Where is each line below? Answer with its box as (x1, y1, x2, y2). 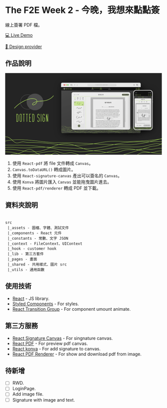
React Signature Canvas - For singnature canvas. (12, 335, 113, 341)
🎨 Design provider (5, 43, 42, 50)
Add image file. (12, 391, 44, 397)
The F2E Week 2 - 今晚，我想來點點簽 (5, 4, 160, 16)
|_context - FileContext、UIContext (7, 241, 83, 246)
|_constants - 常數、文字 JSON (7, 236, 69, 241)
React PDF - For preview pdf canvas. (12, 340, 88, 346)
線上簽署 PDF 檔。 (5, 22, 43, 28)
